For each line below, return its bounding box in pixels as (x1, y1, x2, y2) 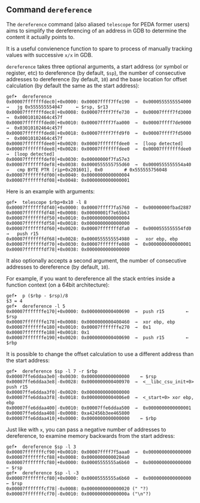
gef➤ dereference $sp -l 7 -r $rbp (6, 368, 98, 374)
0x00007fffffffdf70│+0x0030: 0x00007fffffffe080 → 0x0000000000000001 (6, 241, 192, 247)
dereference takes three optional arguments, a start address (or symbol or (6, 63, 189, 70)
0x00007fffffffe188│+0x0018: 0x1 (6, 329, 90, 336)
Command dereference (6, 5, 92, 15)
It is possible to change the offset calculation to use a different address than (6, 350, 194, 358)
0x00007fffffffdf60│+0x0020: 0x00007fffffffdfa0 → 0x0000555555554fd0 (6, 225, 192, 231)
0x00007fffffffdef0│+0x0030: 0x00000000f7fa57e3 (6, 156, 130, 162)
